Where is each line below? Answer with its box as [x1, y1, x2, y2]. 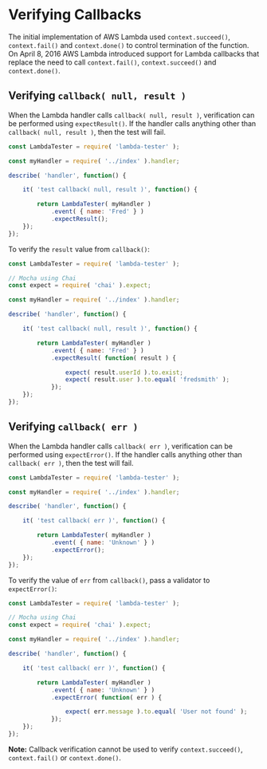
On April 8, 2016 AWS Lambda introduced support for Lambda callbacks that [8, 49, 260, 58]
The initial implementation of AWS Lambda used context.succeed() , [8, 32, 231, 41]
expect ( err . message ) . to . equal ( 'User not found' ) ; [65, 708, 248, 716]
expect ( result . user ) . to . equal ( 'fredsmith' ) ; [65, 376, 230, 384]
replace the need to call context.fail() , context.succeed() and [8, 57, 217, 67]
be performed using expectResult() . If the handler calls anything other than [8, 118, 257, 128]
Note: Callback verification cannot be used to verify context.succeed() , [8, 744, 243, 754]
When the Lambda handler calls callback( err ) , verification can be [8, 441, 234, 451]
